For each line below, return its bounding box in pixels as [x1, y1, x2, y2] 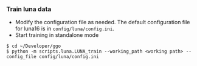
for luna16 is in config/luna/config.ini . [15, 25, 114, 32]
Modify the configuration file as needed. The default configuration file [15, 19, 190, 26]
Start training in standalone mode [15, 31, 99, 39]
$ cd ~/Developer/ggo [6, 43, 61, 50]
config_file [6, 54, 36, 60]
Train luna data [6, 5, 52, 13]
